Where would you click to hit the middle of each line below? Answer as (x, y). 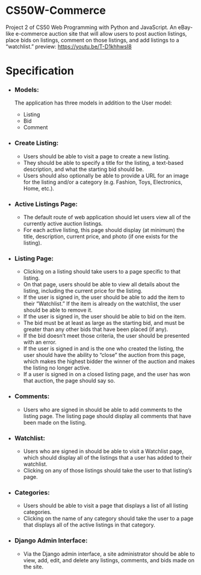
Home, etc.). (39, 188)
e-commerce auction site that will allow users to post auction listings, (101, 33)
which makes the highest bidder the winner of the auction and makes (109, 361)
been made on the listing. (55, 422)
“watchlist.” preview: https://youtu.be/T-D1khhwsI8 (69, 47)
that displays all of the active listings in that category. (89, 525)
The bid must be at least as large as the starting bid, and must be (104, 323)
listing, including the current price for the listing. (83, 291)
